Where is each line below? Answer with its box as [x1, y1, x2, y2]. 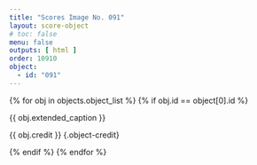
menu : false [9, 37, 53, 47]
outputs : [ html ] [9, 46, 77, 55]
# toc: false [9, 29, 58, 38]
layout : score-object [9, 21, 90, 30]
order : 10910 [9, 54, 58, 63]
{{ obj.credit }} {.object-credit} [9, 130, 120, 140]
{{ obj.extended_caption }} [9, 112, 106, 122]
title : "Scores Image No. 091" [9, 12, 125, 22]
